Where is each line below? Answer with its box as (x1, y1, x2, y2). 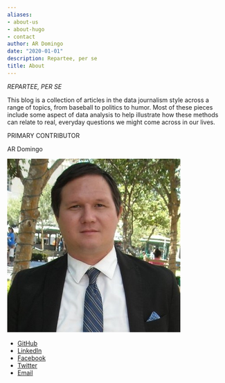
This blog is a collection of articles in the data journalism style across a (7, 96, 210, 104)
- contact (7, 33, 36, 40)
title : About (7, 62, 45, 69)
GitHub (17, 339, 38, 347)
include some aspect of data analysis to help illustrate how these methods (7, 110, 219, 119)
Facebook (17, 354, 46, 362)
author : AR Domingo (7, 40, 64, 48)
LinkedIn (17, 346, 42, 355)
